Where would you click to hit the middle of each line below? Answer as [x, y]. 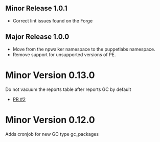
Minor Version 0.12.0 [50, 120]
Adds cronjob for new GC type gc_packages [52, 134]
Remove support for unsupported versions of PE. [64, 54]
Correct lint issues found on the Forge [53, 20]
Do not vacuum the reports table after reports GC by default [68, 89]
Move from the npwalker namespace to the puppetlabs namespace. [84, 49]
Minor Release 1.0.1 [36, 8]
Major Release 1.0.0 [37, 37]
